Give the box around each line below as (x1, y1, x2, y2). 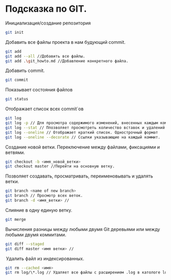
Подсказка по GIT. (5, 3, 87, 15)
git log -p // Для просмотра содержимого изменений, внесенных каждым (5, 120, 158, 125)
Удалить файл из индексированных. (6, 256, 84, 262)
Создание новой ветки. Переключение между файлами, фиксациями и (5, 144, 160, 150)
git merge (5, 217, 26, 222)
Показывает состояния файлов (5, 87, 73, 93)
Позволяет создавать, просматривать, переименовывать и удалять (5, 173, 153, 179)
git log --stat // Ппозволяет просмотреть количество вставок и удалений (5, 125, 165, 130)
